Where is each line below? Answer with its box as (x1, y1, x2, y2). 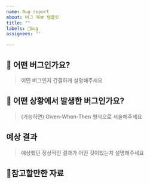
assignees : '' (6, 31, 42, 37)
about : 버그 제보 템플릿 (6, 14, 60, 20)
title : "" (6, 20, 31, 26)
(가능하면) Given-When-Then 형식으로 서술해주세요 (20, 113, 142, 120)
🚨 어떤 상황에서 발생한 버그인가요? (6, 96, 124, 106)
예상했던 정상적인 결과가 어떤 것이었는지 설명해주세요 (20, 149, 145, 156)
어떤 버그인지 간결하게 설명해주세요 (20, 76, 103, 84)
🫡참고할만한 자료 (6, 168, 64, 178)
